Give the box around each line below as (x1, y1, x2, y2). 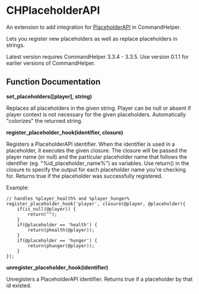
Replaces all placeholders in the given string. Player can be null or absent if (6, 104, 191, 112)
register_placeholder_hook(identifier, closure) (6, 128, 124, 136)
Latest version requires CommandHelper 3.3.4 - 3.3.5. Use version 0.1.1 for (6, 53, 189, 60)
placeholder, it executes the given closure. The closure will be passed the (6, 146, 187, 154)
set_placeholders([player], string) (6, 92, 93, 100)
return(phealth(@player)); (27, 227, 95, 233)
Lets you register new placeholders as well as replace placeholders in (6, 35, 178, 42)
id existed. (6, 281, 32, 289)
